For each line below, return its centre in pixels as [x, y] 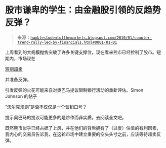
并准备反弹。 [18, 79]
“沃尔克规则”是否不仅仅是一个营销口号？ [46, 107]
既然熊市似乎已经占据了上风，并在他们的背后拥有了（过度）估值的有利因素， [83, 128]
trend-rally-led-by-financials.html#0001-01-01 [67, 42]
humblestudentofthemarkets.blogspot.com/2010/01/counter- [91, 38]
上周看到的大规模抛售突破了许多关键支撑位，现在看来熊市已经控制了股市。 [81, 52]
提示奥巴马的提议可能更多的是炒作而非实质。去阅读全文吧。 [66, 117]
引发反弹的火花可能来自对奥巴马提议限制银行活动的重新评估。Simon [74, 90]
